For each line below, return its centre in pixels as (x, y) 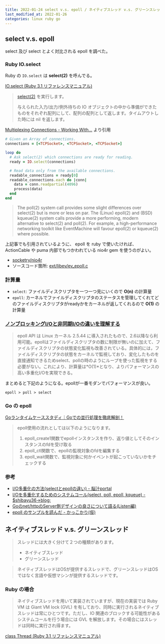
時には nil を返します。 (44, 119)
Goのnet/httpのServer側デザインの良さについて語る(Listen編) (74, 506)
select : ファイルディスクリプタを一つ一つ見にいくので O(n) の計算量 (82, 292)
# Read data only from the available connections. (63, 170)
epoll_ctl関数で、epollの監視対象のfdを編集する (72, 450)
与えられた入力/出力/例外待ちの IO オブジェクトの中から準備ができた (87, 107)
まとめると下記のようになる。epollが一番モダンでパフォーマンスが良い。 (79, 383)
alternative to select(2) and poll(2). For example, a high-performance (87, 223)
